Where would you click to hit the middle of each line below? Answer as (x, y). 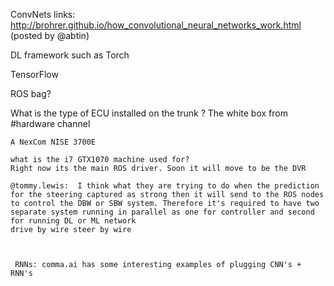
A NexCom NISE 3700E (53, 142)
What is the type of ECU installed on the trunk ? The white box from (149, 113)
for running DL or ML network (73, 221)
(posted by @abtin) (50, 35)
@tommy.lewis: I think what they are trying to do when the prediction (165, 186)
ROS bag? (31, 93)
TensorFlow (34, 74)
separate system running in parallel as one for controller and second (162, 212)
